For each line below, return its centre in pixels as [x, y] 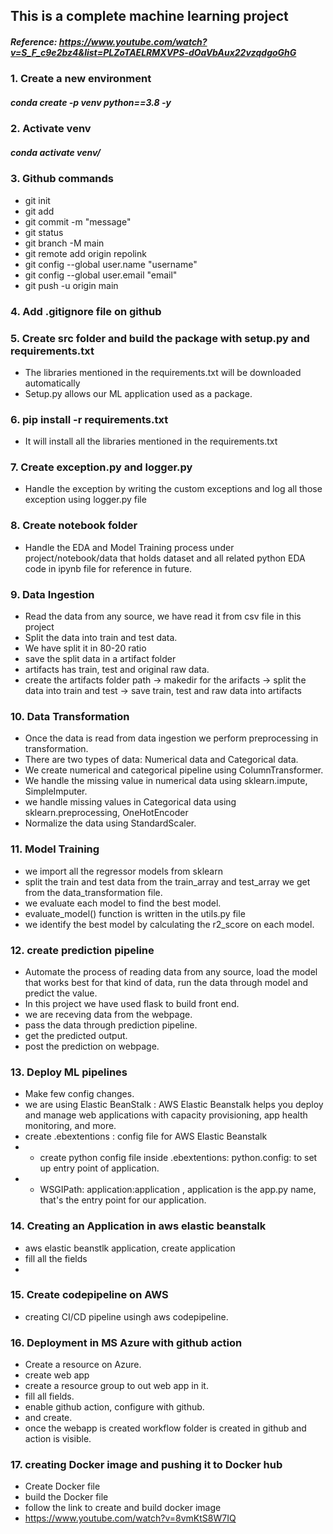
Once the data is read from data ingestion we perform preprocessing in [171, 738]
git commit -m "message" [78, 221]
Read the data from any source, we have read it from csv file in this [163, 616]
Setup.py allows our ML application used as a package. [138, 393]
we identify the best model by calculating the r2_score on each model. [169, 924]
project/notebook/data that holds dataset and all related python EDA [165, 558]
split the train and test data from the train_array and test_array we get [167, 881]
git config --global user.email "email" [101, 275]
